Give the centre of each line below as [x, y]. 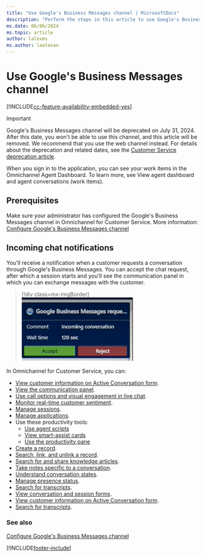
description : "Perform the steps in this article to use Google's [93, 19]
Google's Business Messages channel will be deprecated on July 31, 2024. [101, 130]
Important [19, 118]
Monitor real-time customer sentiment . [64, 402]
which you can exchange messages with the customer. [76, 282]
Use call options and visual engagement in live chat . [81, 395]
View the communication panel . [55, 389]
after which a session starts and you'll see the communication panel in [95, 276]
